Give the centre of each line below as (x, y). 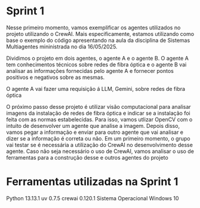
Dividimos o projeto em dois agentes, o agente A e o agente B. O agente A (98, 58)
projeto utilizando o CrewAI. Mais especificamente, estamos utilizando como (100, 33)
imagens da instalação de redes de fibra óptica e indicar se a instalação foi (98, 113)
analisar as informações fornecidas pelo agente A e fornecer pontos (90, 71)
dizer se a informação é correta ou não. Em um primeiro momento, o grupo (98, 138)
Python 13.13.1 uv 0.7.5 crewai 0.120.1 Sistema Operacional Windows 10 (93, 198)
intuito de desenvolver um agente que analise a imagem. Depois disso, (93, 126)
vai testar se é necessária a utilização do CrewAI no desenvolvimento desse (99, 145)
